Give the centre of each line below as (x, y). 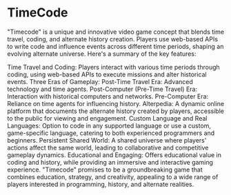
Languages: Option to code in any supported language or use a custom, (109, 125)
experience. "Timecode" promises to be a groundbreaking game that (105, 170)
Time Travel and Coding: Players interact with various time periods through (114, 67)
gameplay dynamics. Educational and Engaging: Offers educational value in (114, 155)
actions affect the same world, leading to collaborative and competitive (108, 147)
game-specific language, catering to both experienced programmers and (111, 133)
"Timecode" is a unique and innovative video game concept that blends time (116, 32)
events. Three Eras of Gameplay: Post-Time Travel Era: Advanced (100, 81)
